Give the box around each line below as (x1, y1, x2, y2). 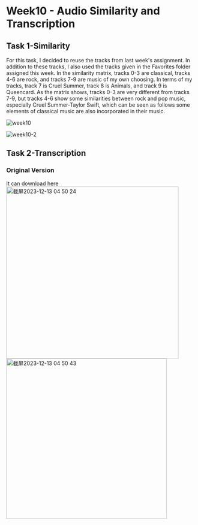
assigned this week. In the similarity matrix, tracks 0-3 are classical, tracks (6, 70, 191, 76)
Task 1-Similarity (6, 41, 70, 51)
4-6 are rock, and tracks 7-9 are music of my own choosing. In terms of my (6, 76, 193, 83)
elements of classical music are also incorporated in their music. (6, 108, 166, 114)
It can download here (6, 180, 59, 187)
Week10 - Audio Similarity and (6, 4, 160, 18)
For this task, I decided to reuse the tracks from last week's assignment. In (6, 57, 190, 64)
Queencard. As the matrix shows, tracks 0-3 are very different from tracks (6, 89, 190, 95)
